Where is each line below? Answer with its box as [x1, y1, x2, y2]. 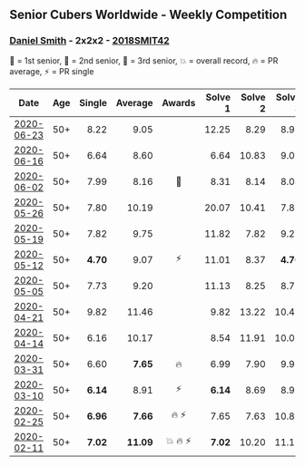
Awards [162, 96, 196, 109]
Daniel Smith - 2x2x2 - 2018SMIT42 [9, 34, 170, 47]
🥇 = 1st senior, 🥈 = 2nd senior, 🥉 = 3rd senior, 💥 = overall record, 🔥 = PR [9, 54, 279, 66]
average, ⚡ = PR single [9, 65, 94, 76]
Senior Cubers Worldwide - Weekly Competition [9, 7, 288, 23]
